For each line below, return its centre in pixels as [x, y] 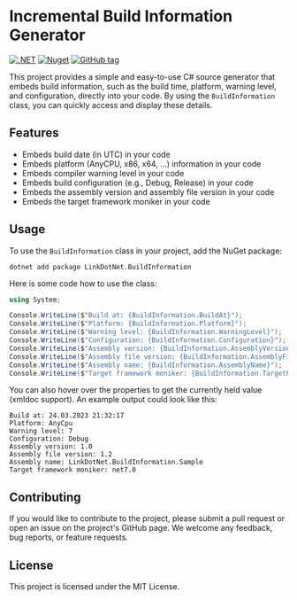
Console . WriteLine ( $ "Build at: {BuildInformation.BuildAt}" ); [126, 316]
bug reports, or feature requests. [69, 537]
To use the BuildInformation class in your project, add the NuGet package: [146, 251]
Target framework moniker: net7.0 [73, 470]
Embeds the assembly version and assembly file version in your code [148, 191]
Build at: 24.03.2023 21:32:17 [67, 416]
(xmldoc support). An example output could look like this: [114, 400]
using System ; [35, 300]
